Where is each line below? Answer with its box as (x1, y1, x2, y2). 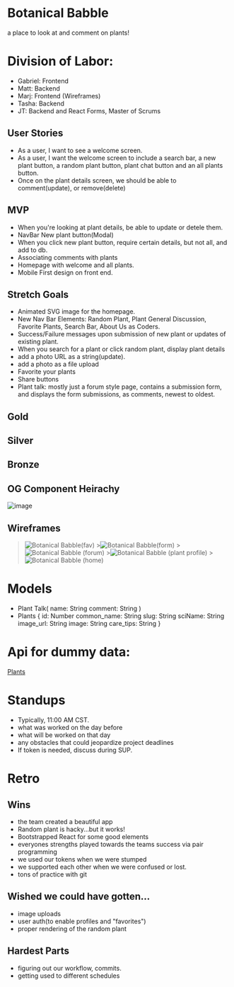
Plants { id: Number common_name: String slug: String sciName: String (17, 612, 225, 620)
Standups (7, 692, 66, 709)
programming (17, 848, 58, 856)
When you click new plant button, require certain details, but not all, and (17, 238, 228, 246)
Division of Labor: (7, 53, 114, 69)
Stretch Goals (7, 288, 69, 300)
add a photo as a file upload (17, 360, 99, 369)
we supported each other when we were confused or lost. (17, 862, 187, 871)
